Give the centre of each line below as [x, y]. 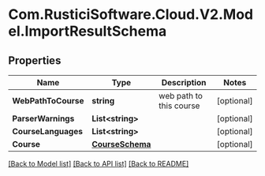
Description [184, 82]
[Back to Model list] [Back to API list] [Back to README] [99, 164]
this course [179, 106]
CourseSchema [121, 144]
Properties [35, 60]
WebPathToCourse [48, 101]
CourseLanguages [47, 131]
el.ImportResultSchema [88, 31]
